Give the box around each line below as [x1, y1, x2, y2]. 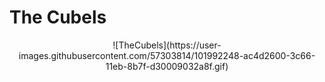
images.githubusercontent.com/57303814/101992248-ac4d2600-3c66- [18, 49, 316, 61]
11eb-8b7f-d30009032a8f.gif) [105, 60, 229, 72]
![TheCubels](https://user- [112, 39, 222, 51]
